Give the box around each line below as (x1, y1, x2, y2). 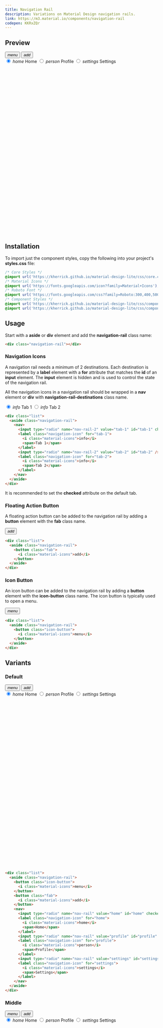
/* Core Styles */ (5, 270, 42, 275)
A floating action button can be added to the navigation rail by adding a (5, 513, 147, 519)
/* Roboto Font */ (5, 288, 42, 293)
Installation (5, 242, 40, 250)
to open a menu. (5, 598, 38, 604)
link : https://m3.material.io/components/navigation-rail (5, 16, 125, 21)
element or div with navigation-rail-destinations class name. (5, 394, 128, 400)
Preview (5, 38, 31, 47)
